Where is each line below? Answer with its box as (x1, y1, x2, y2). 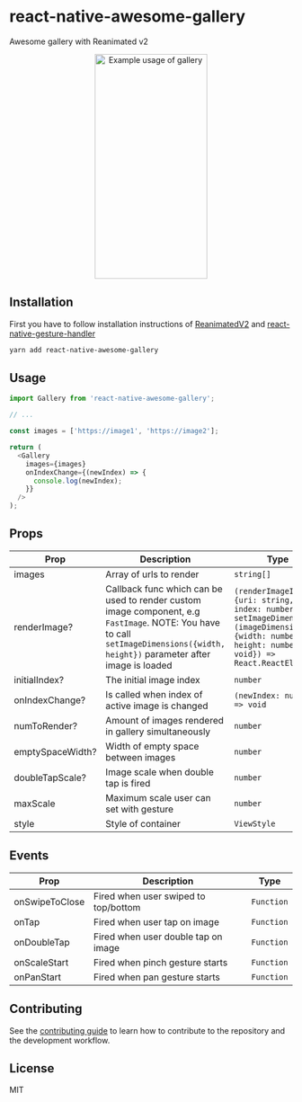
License (9, 1061, 55, 1076)
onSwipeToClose (13, 895, 85, 908)
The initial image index (105, 673, 200, 686)
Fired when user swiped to (93, 890, 206, 902)
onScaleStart (13, 955, 69, 968)
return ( (9, 443, 42, 452)
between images (105, 751, 176, 763)
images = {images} (25, 459, 87, 468)
